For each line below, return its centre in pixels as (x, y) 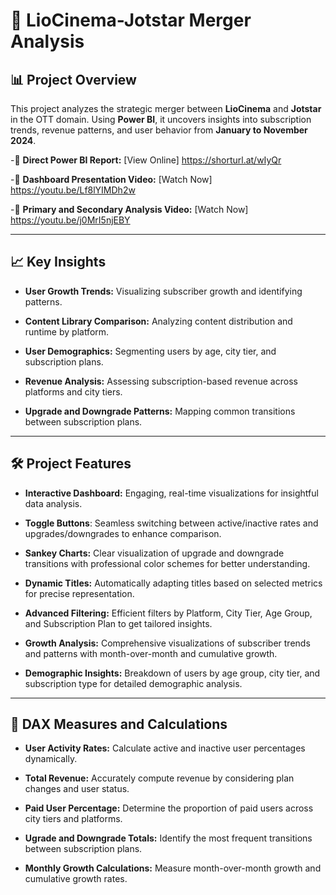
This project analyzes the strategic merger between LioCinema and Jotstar (166, 108)
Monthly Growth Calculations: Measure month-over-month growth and (173, 868)
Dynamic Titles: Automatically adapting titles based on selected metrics (173, 583)
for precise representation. (79, 593)
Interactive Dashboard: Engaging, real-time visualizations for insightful (171, 493)
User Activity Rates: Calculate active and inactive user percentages (165, 748)
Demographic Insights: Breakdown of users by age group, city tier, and (172, 673)
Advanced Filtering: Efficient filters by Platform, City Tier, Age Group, (168, 613)
